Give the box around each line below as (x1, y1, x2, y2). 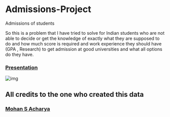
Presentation (5, 64, 38, 71)
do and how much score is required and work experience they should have (5, 40, 162, 46)
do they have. (5, 51, 34, 57)
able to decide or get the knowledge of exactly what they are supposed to (5, 35, 160, 41)
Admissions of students (5, 20, 55, 26)
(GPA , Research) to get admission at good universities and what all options (5, 46, 162, 52)
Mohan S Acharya (5, 105, 50, 112)
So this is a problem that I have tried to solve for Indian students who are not (5, 30, 165, 36)
